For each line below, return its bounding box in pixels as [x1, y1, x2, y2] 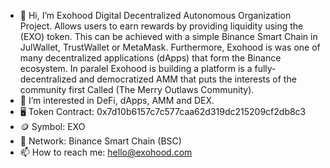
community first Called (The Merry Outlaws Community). [19, 84, 255, 95]
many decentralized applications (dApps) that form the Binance [19, 52, 282, 64]
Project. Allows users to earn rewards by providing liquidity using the [19, 20, 304, 32]
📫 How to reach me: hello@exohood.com [19, 146, 193, 158]
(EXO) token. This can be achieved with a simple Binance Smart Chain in [19, 31, 318, 42]
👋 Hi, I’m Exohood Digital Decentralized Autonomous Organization [19, 10, 292, 21]
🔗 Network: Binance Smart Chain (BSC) [19, 135, 182, 147]
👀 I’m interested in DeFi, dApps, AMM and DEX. [19, 95, 215, 106]
